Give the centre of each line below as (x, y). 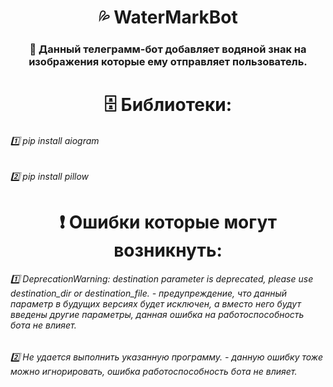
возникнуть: (168, 250)
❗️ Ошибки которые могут (168, 222)
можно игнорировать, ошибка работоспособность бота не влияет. (154, 371)
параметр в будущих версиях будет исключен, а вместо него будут (156, 304)
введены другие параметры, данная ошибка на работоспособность (157, 315)
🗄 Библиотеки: (168, 105)
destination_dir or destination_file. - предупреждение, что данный (149, 293)
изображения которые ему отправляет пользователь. (168, 62)
